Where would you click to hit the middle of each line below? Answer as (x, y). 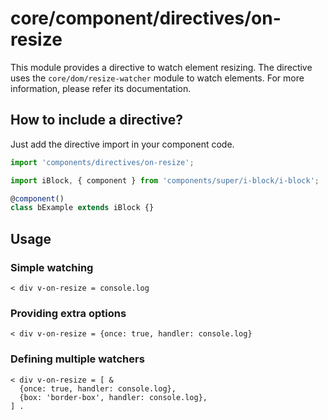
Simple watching (52, 267)
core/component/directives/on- (146, 18)
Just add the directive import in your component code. (122, 144)
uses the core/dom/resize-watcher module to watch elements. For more (157, 78)
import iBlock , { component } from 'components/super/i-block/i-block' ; (165, 180)
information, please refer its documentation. (101, 88)
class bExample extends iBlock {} (82, 208)
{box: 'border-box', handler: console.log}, (113, 397)
